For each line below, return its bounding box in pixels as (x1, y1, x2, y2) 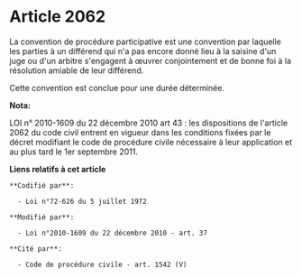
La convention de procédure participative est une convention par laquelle (9, 36, 282, 47)
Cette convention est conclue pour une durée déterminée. (9, 82, 225, 93)
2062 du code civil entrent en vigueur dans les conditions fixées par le (9, 126, 271, 137)
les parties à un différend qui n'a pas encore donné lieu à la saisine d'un (9, 45, 277, 56)
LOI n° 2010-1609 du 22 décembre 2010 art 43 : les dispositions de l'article (9, 117, 288, 128)
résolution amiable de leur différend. (9, 65, 144, 76)
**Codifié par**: (9, 181, 75, 190)
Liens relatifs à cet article (9, 163, 106, 174)
